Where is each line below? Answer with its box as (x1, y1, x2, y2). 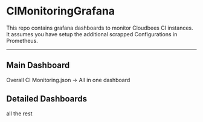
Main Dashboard (6, 60, 70, 71)
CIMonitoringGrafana (6, 4, 115, 18)
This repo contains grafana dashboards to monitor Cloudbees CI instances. (6, 24, 193, 31)
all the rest (6, 110, 33, 117)
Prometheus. (6, 37, 38, 44)
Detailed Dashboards (6, 94, 88, 104)
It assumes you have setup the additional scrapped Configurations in (6, 30, 178, 37)
